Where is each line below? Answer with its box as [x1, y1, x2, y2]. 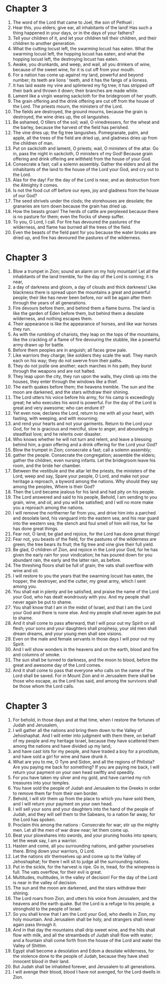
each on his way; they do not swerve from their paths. [12, 357, 123, 363]
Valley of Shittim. [12, 942, 47, 948]
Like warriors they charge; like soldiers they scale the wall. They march [12, 352, 157, 358]
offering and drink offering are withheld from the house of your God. [12, 156, 152, 162]
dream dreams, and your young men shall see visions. [12, 631, 123, 637]
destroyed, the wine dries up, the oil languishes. [12, 114, 110, 120]
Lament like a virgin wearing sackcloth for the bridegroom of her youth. [12, 92, 157, 99]
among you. [12, 583, 37, 589]
